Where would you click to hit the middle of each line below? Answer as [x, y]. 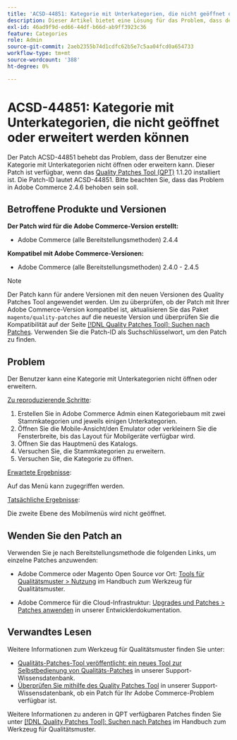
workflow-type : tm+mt [39, 54]
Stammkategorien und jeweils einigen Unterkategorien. [97, 422]
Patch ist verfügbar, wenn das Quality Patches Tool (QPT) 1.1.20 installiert [114, 172]
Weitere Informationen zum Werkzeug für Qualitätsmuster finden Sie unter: [116, 649]
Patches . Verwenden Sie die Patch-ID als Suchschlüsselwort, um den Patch [117, 332]
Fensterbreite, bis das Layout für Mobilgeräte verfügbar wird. [106, 436]
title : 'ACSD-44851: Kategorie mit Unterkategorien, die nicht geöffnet [116, 14]
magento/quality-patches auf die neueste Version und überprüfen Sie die [113, 317]
